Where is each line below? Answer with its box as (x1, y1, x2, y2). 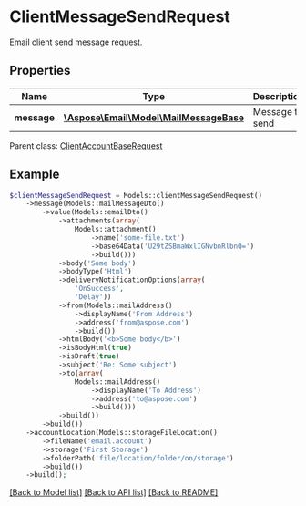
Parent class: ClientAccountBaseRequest (9, 139, 163, 151)
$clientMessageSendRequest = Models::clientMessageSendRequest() (9, 191, 262, 200)
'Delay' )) (74, 293, 112, 302)
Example (9, 167, 60, 182)
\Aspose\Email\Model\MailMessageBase (63, 111, 244, 124)
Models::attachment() (74, 225, 157, 234)
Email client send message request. (9, 36, 143, 47)
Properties (9, 63, 71, 78)
